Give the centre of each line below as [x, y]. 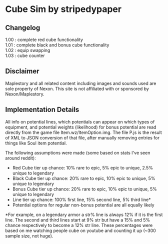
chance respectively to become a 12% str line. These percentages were [79, 225]
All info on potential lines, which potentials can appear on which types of [80, 121]
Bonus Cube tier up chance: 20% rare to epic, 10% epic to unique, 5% [85, 189]
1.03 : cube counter [25, 55]
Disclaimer [22, 71]
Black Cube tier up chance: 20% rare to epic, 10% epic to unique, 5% [84, 178]
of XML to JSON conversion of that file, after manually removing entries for [82, 137]
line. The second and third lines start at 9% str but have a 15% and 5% [78, 220]
